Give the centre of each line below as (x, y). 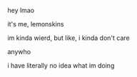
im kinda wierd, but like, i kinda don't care (68, 38)
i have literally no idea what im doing (61, 66)
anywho (19, 52)
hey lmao (21, 10)
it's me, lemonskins (36, 24)
